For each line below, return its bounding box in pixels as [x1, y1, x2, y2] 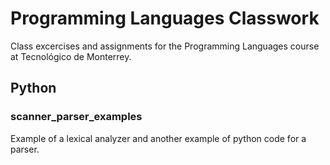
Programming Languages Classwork [10, 7, 320, 30]
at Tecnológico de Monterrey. [10, 50, 132, 62]
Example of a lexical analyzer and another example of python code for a [10, 132, 307, 144]
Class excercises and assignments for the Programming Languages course [10, 40, 320, 52]
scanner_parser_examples [10, 110, 143, 124]
